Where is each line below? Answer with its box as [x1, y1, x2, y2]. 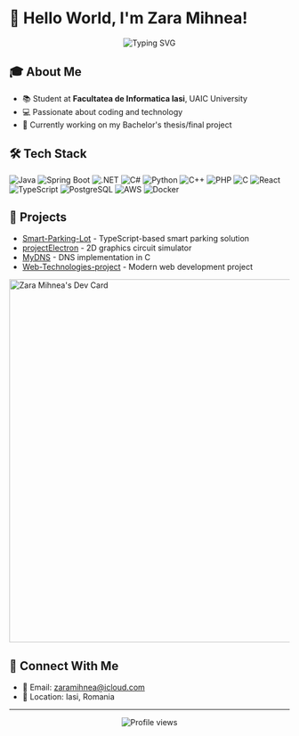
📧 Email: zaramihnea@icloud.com [21, 682, 145, 693]
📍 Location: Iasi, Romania [21, 691, 116, 702]
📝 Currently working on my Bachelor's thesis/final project [21, 119, 233, 130]
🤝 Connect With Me [9, 658, 119, 674]
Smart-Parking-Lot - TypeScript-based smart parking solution [21, 233, 250, 244]
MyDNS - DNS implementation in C [21, 252, 151, 263]
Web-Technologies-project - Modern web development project [21, 262, 254, 273]
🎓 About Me [9, 64, 82, 79]
